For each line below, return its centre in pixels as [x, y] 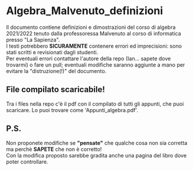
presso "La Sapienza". [33, 40]
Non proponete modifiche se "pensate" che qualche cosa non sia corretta [97, 143]
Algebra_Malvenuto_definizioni [85, 11]
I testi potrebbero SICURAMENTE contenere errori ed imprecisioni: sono [94, 46]
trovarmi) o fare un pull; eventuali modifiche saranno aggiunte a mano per [96, 65]
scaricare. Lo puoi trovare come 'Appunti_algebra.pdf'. [72, 110]
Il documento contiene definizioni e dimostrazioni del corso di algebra [91, 27]
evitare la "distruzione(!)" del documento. [56, 71]
